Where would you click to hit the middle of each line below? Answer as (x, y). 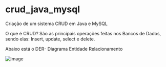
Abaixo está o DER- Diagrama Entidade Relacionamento (64, 49)
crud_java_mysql (43, 9)
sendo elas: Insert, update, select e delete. (50, 39)
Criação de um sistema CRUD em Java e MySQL (56, 24)
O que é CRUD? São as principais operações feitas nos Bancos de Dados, (83, 33)
